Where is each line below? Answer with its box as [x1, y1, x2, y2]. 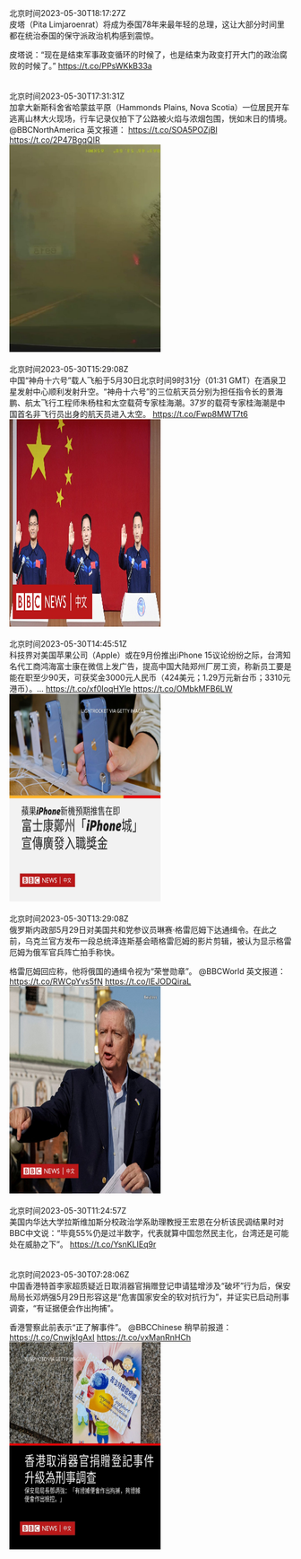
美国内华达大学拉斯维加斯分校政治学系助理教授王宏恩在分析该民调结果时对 [9, 1216, 284, 1227]
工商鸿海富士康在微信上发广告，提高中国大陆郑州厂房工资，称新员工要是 [24, 661, 292, 671]
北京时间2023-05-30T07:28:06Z [9, 1269, 130, 1280]
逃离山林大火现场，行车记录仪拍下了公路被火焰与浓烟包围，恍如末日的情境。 [9, 113, 292, 124]
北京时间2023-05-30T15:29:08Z [9, 364, 129, 374]
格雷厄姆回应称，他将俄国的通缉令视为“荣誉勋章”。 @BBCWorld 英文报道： [9, 966, 287, 976]
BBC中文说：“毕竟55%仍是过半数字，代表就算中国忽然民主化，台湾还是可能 [9, 1228, 289, 1238]
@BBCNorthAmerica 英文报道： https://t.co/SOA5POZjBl [9, 125, 218, 135]
